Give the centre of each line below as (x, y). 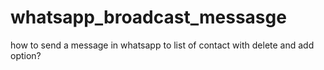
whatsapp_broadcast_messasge (148, 17)
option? (26, 55)
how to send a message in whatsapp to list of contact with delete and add (162, 45)
